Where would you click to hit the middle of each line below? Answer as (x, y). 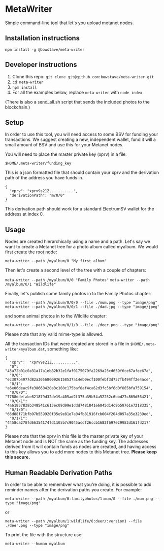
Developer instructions (41, 65)
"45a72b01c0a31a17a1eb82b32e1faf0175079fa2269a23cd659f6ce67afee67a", (79, 371)
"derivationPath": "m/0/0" (37, 196)
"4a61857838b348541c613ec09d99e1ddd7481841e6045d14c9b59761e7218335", (79, 406)
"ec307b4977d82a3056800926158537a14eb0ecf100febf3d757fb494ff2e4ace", (79, 380)
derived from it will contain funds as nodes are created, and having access (81, 447)
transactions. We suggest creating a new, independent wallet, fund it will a (81, 139)
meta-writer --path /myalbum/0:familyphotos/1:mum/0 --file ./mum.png (79, 499)
